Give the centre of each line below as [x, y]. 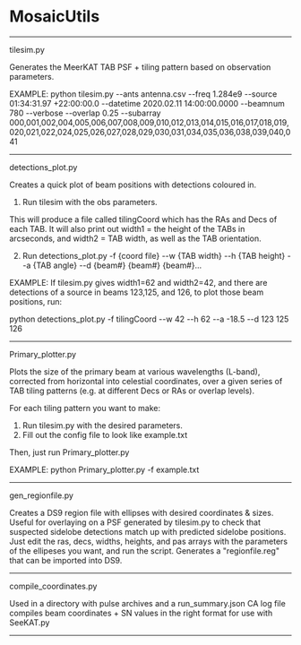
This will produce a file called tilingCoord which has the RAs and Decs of [143, 219]
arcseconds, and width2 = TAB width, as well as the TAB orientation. [135, 238]
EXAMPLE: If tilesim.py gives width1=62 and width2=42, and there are [138, 282]
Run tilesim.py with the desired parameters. [103, 425]
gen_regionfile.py [42, 495]
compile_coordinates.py [53, 586]
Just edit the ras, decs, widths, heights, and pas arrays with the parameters [149, 541]
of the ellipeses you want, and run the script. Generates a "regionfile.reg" [145, 550]
